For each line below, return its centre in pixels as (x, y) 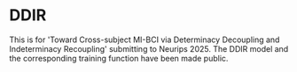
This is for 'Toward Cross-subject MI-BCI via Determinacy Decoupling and (145, 40)
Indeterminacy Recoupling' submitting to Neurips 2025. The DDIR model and (149, 48)
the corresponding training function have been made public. (119, 58)
